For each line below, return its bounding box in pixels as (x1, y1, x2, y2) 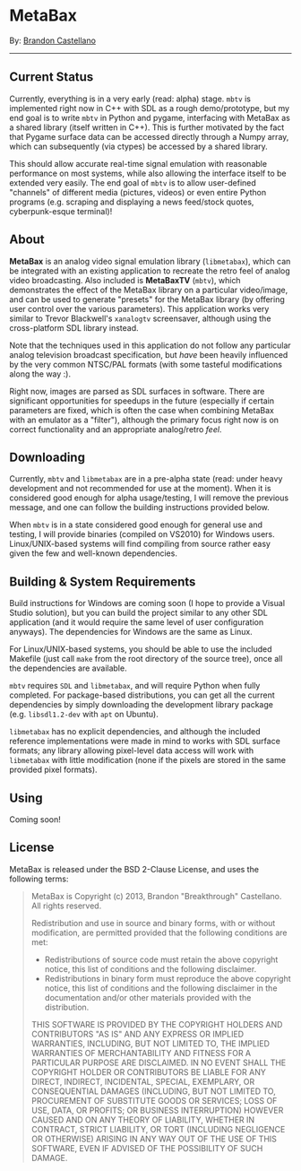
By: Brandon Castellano (9, 35, 97, 46)
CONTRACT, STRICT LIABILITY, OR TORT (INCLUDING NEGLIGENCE (30, 1123, 286, 1134)
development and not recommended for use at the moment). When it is (9, 483, 271, 494)
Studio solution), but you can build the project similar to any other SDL (9, 607, 269, 619)
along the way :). (9, 369, 72, 379)
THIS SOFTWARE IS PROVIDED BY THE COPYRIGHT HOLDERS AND (30, 1019, 283, 1029)
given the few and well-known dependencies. (9, 548, 177, 559)
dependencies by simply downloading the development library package (9, 699, 273, 710)
